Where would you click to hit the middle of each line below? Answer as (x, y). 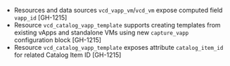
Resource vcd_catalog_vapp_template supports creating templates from (117, 25)
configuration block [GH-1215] (58, 40)
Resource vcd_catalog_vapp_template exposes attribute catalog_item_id (119, 47)
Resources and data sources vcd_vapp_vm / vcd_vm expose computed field (118, 10)
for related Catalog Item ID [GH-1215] (68, 55)
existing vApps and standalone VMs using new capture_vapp (101, 32)
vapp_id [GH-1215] (40, 18)
